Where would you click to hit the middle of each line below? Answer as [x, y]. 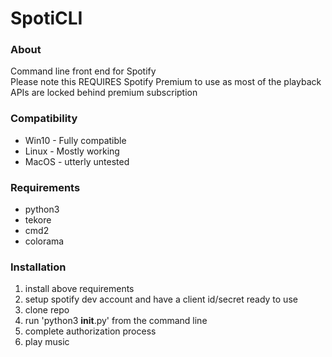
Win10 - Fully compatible [75, 140]
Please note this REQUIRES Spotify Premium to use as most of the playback [166, 82]
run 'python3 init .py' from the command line [116, 321]
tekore [38, 220]
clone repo [47, 310]
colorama [44, 241]
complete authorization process [90, 331]
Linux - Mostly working [72, 151]
